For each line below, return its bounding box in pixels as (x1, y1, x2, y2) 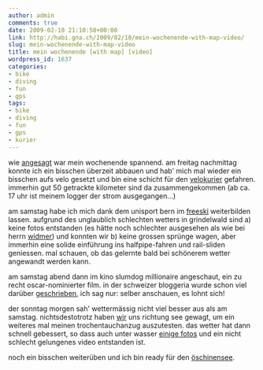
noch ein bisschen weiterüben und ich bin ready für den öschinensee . (8, 352, 235, 362)
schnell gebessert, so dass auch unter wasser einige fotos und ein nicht (8, 328, 242, 339)
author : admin (8, 11, 55, 20)
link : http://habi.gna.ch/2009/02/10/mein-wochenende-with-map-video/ (8, 33, 245, 42)
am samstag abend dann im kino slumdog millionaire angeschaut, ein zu (8, 272, 243, 281)
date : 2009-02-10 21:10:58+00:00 (8, 26, 118, 34)
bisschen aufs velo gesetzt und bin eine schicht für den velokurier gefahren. (8, 174, 256, 183)
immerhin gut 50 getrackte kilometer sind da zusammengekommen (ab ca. (8, 183, 250, 192)
